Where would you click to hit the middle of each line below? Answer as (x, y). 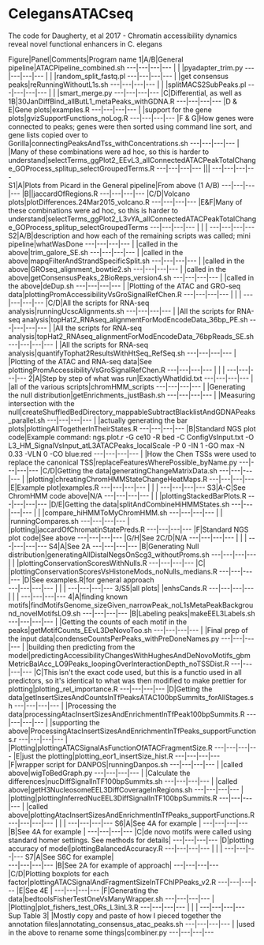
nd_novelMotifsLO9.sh (45, 613)
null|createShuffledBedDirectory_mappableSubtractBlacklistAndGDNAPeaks (132, 412)
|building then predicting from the (81, 647)
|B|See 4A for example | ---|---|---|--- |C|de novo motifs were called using (130, 831)
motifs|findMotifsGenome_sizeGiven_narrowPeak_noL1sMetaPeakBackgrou (131, 604)
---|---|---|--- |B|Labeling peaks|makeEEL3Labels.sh (169, 613)
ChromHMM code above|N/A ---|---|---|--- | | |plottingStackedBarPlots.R (127, 495)
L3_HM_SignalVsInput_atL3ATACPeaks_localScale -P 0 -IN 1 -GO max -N (126, 445)
